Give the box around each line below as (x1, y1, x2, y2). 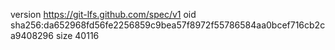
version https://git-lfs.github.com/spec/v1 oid (10, 9, 197, 20)
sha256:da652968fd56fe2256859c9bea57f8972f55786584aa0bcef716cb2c (10, 19, 326, 31)
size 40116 (55, 30, 100, 41)
